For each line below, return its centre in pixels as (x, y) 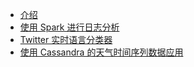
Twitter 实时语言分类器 (66, 39)
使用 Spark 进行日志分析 (69, 27)
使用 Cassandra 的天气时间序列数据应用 (101, 52)
